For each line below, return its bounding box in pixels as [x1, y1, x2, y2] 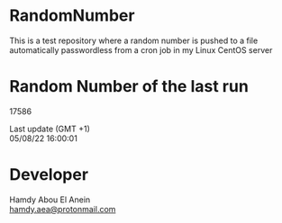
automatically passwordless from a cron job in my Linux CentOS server [9, 44, 273, 55]
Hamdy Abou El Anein [9, 194, 91, 205]
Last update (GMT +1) [9, 123, 90, 134]
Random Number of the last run [9, 76, 250, 97]
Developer [9, 165, 88, 185]
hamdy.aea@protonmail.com [9, 203, 116, 214]
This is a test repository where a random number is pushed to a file [9, 35, 259, 46]
